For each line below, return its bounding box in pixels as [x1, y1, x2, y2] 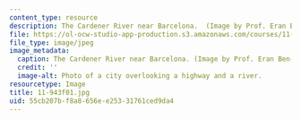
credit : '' [17, 64, 58, 72]
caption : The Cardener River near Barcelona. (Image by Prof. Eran [17, 55, 275, 64]
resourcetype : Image [9, 80, 87, 89]
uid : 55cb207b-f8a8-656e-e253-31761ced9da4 [9, 96, 175, 106]
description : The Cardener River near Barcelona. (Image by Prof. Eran [9, 21, 287, 30]
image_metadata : [9, 47, 70, 55]
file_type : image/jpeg [9, 38, 94, 47]
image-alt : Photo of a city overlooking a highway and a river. [17, 72, 262, 81]
